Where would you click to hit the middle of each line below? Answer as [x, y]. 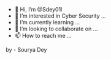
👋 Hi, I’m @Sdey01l [38, 9]
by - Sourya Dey [26, 50]
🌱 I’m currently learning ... [47, 22]
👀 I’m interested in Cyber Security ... [60, 16]
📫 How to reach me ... [43, 36]
